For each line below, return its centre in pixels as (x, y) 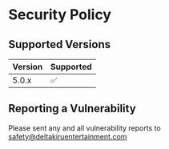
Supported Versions (59, 44)
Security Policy (60, 15)
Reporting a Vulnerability (72, 109)
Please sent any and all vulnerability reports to (85, 128)
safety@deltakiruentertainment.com (68, 136)
